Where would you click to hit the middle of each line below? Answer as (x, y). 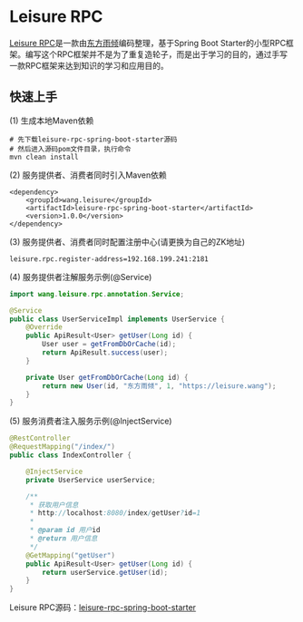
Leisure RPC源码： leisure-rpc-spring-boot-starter (103, 607)
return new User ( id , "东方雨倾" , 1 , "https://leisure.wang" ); (159, 386)
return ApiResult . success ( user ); (105, 353)
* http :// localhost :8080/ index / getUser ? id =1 (115, 513)
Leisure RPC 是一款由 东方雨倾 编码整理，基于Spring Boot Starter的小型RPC (148, 43)
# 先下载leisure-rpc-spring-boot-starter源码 (93, 139)
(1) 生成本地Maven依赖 (52, 121)
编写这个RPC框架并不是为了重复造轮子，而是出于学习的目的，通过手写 (156, 54)
